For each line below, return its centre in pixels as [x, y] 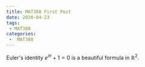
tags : [13, 23]
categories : [21, 34]
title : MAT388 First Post [39, 12]
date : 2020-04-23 [28, 17]
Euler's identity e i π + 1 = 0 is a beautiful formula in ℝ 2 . [73, 57]
